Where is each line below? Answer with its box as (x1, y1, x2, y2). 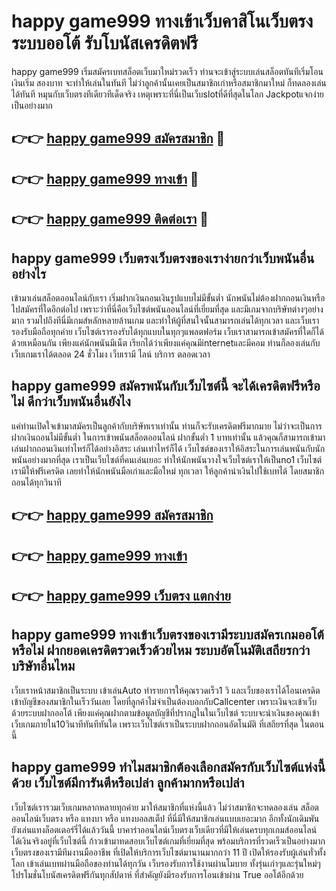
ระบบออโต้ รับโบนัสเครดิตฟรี (11, 32, 199, 55)
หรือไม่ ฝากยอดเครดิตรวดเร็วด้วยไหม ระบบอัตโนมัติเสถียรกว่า (11, 642, 311, 659)
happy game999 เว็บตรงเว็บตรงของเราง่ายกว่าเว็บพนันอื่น (11, 250, 315, 267)
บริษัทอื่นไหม (11, 658, 76, 675)
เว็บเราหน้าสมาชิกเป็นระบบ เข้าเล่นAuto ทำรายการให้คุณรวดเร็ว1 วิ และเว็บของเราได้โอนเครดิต (11, 684, 321, 696)
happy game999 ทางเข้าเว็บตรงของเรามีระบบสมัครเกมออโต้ (11, 626, 324, 644)
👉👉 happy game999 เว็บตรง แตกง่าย (11, 587, 231, 604)
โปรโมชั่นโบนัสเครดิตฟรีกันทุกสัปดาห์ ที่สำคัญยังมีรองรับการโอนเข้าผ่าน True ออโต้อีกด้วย (11, 868, 304, 880)
